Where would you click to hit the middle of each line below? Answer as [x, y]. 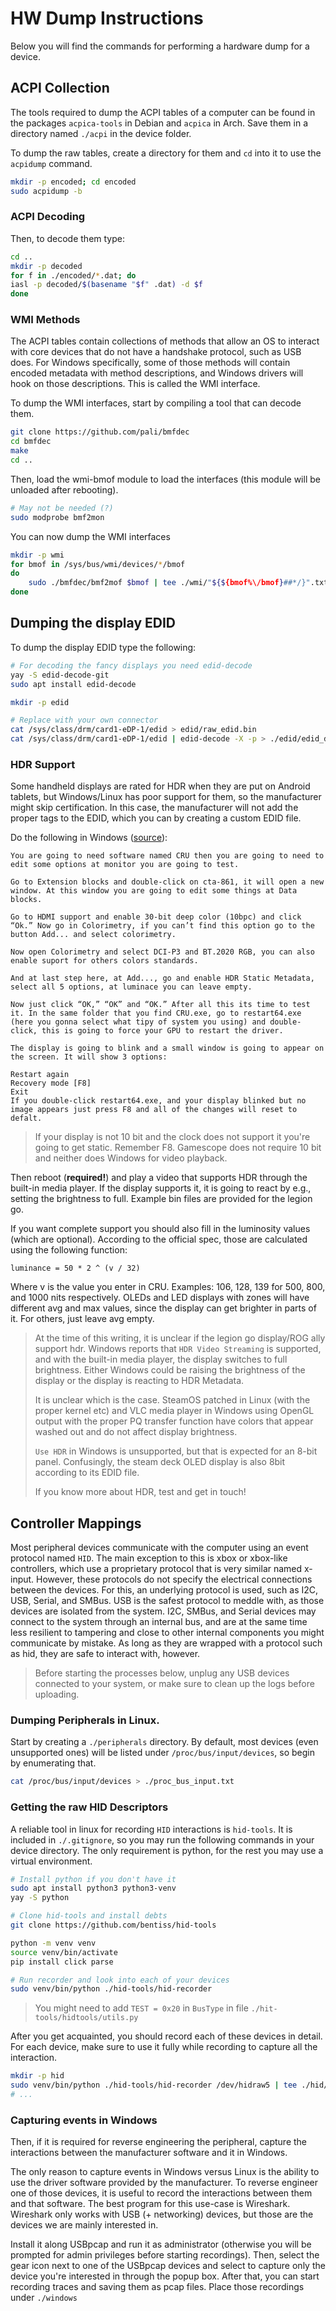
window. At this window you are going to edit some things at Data [154, 891]
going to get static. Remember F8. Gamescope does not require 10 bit [178, 1148]
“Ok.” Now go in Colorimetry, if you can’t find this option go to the [162, 926]
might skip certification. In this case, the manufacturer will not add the [154, 808]
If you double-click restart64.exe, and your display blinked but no [158, 1101]
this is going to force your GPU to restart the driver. [162, 1031]
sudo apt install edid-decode [73, 684]
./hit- [264, 2009]
